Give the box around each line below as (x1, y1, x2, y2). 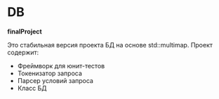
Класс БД (17, 84, 47, 92)
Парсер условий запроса (17, 76, 93, 84)
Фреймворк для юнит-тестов (17, 61, 105, 70)
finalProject (7, 27, 42, 36)
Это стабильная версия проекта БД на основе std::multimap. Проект (7, 40, 213, 49)
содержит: (7, 48, 39, 56)
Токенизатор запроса (17, 69, 83, 77)
